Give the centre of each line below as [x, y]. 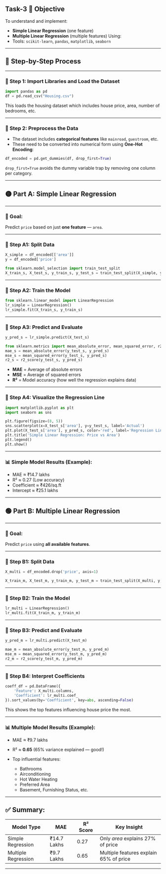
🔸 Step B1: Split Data [30, 561]
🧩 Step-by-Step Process [43, 62]
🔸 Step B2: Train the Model [38, 598]
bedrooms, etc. [21, 111]
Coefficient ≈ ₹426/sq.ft [37, 485]
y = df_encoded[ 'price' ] [31, 260]
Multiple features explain [128, 853]
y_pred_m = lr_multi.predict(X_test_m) [46, 641]
